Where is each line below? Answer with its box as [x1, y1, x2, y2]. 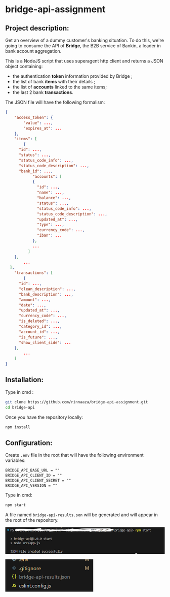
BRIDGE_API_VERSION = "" [5, 483, 58, 488]
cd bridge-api [5, 405, 35, 410]
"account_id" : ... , [18, 329, 60, 334]
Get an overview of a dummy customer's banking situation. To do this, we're [5, 37, 164, 43]
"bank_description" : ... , [18, 292, 73, 297]
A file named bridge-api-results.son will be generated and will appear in [5, 512, 158, 518]
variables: [5, 457, 26, 463]
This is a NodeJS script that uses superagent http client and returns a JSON [5, 58, 163, 64]
